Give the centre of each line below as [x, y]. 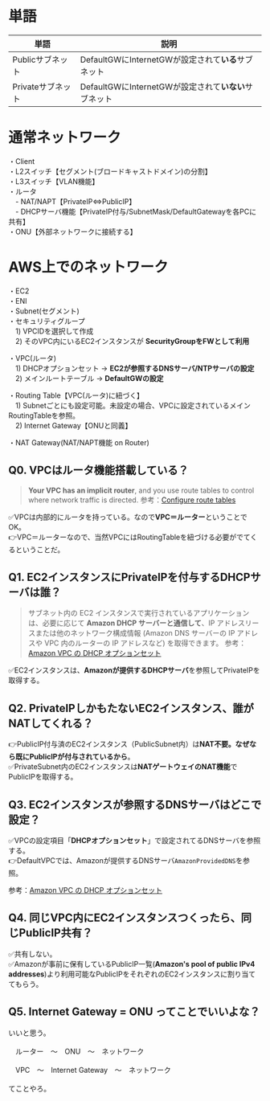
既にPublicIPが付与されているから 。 [75, 757]
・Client [22, 161]
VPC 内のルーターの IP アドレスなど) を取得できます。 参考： [145, 643]
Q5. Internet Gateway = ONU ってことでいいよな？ [134, 1012]
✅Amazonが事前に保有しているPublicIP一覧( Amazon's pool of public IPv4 [132, 964]
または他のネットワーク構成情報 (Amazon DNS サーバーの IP [135, 633]
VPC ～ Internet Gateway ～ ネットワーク [93, 1070]
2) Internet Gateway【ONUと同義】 [74, 425]
